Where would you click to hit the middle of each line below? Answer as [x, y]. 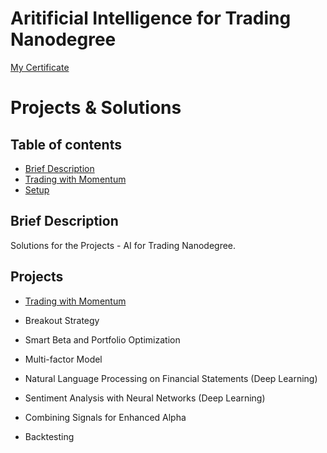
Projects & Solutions [96, 108]
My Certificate [40, 67]
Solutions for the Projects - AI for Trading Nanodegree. [123, 245]
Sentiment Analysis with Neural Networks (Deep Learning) [145, 398]
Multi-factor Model [63, 359]
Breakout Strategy [62, 320]
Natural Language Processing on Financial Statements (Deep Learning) [171, 378]
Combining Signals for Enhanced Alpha [105, 417]
